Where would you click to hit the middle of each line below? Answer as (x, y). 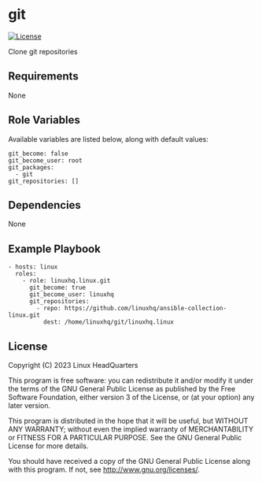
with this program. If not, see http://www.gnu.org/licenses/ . (104, 469)
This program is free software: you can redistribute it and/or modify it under (131, 380)
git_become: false (38, 154)
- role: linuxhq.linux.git (66, 281)
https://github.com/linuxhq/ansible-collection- (145, 309)
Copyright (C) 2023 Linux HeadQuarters (74, 365)
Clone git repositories (43, 51)
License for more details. (48, 446)
